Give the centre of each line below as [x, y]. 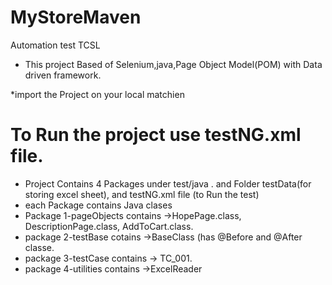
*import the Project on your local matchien [97, 94]
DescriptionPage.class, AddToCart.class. [109, 226]
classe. [39, 247]
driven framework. [63, 75]
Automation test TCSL [55, 45]
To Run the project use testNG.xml [156, 135]
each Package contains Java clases [98, 205]
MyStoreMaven [76, 17]
